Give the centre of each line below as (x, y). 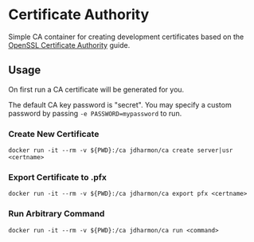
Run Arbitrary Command (57, 214)
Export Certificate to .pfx (58, 177)
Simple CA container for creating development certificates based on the (126, 37)
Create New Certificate (54, 134)
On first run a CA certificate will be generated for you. (96, 89)
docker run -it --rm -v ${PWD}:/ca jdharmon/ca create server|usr (121, 150)
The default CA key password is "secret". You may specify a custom (120, 104)
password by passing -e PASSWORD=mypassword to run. (95, 113)
